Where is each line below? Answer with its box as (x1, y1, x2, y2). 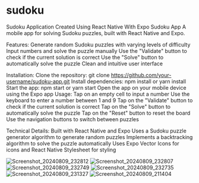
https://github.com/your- (110, 71, 172, 78)
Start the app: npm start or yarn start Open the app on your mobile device (6, 84, 187, 91)
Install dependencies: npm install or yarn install (71, 78, 186, 85)
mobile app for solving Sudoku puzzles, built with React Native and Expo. (6, 29, 185, 36)
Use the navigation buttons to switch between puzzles (6, 115, 140, 122)
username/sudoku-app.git (6, 78, 70, 85)
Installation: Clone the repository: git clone (6, 71, 110, 78)
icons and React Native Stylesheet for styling (6, 146, 116, 153)
